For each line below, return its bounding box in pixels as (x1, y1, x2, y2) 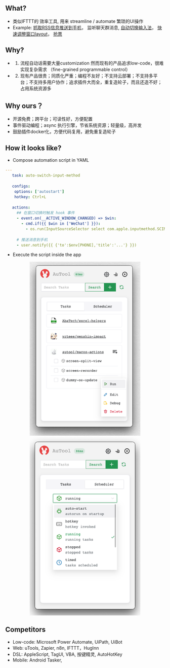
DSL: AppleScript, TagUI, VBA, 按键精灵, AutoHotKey (12, 651, 122, 657)
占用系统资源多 (20, 85, 52, 91)
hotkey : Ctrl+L (14, 194, 47, 199)
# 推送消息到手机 (16, 237, 48, 242)
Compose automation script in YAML (12, 157, 90, 163)
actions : (12, 205, 30, 210)
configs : (12, 184, 30, 189)
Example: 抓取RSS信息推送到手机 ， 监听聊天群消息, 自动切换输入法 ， (12, 24, 156, 30)
